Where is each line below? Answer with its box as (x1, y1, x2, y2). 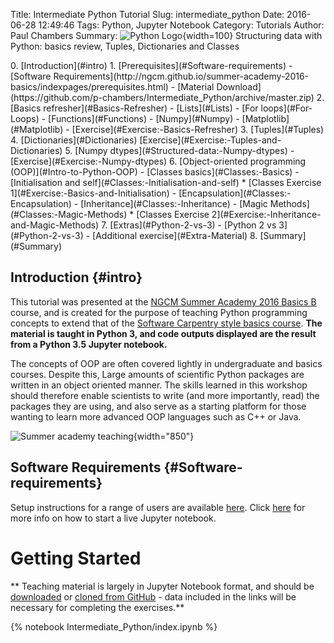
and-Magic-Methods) (10, 219, 100, 231)
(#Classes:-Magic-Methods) (10, 209, 128, 220)
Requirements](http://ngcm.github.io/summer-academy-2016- (53, 70, 310, 82)
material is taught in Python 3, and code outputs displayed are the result (10, 327, 317, 339)
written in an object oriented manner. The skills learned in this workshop (10, 379, 308, 391)
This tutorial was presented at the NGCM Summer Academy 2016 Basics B (10, 295, 317, 308)
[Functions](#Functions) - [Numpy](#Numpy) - (48, 113, 240, 124)
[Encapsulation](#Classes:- (178, 187, 292, 199)
